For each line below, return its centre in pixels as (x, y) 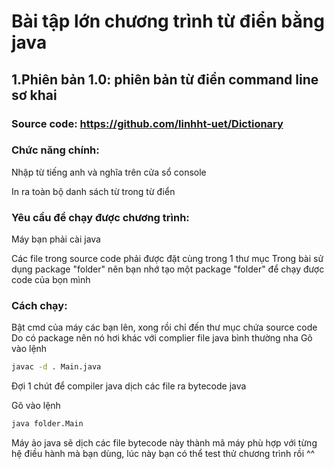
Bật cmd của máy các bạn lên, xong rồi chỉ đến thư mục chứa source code (164, 327)
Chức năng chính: (55, 150)
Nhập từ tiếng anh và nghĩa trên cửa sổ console (109, 172)
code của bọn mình (51, 280)
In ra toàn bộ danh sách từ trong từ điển (93, 191)
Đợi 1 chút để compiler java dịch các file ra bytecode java (129, 386)
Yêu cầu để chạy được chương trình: (100, 217)
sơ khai (34, 95)
